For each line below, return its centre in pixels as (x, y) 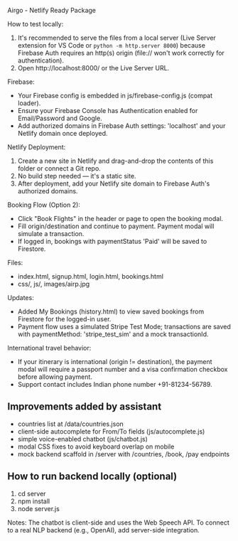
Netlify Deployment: (37, 147)
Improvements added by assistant (85, 407)
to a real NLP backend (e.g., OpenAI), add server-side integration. (104, 530)
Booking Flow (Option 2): (44, 205)
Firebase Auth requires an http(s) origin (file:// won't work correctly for (121, 53)
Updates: (21, 298)
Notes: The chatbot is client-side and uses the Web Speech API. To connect (118, 523)
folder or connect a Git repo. (59, 168)
